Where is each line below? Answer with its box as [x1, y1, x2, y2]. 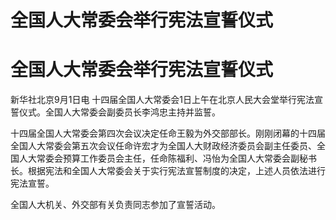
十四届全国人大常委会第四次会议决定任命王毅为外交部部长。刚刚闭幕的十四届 [10, 127, 326, 140]
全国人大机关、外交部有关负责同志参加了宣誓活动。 [10, 199, 221, 211]
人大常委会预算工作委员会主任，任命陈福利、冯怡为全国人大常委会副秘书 [18, 152, 317, 165]
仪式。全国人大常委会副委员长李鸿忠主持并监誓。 [18, 106, 221, 118]
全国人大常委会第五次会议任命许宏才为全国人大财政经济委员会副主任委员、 [10, 140, 317, 152]
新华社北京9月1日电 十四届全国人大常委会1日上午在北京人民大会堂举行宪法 [10, 94, 315, 106]
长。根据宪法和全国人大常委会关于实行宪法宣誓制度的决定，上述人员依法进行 [10, 165, 326, 177]
